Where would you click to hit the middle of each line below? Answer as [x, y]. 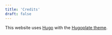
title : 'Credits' [23, 9]
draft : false [18, 14]
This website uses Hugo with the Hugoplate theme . [56, 27]
